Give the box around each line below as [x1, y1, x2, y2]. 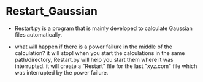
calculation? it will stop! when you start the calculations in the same [14, 49, 185, 56]
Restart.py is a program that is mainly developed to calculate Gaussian [14, 24, 193, 32]
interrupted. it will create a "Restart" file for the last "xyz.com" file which [14, 62, 197, 70]
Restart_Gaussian [6, 4, 98, 18]
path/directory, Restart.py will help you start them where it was [14, 56, 174, 63]
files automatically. [14, 31, 63, 38]
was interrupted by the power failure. [14, 69, 109, 76]
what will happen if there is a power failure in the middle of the [14, 43, 173, 50]
